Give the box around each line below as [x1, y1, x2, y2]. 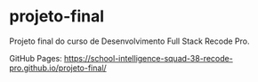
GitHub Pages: [9, 53, 62, 63]
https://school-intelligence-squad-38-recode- [63, 53, 233, 63]
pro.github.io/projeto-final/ [9, 62, 107, 73]
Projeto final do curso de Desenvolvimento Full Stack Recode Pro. [9, 36, 250, 46]
